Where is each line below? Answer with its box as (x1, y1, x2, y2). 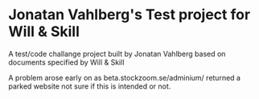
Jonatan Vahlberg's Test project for (8, 6, 251, 24)
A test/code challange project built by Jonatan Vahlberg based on (8, 49, 226, 58)
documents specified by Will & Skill (8, 57, 125, 67)
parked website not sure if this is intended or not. (8, 81, 171, 91)
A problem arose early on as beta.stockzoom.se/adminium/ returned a (8, 73, 241, 82)
